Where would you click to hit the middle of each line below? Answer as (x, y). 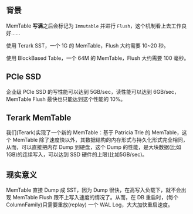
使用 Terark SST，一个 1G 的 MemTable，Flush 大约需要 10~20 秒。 (87, 45)
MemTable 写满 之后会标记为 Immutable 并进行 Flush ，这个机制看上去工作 (94, 26)
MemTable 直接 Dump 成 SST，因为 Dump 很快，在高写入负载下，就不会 (94, 190)
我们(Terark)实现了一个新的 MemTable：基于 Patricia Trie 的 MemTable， (94, 133)
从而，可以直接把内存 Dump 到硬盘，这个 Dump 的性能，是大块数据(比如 (94, 147)
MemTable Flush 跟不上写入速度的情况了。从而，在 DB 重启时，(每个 (96, 198)
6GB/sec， (167, 91)
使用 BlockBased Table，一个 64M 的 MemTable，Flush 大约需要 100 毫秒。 (98, 58)
